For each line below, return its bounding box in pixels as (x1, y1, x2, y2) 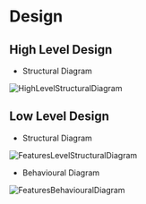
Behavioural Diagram (21, 167, 100, 178)
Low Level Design (9, 109, 110, 124)
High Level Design (9, 42, 113, 57)
